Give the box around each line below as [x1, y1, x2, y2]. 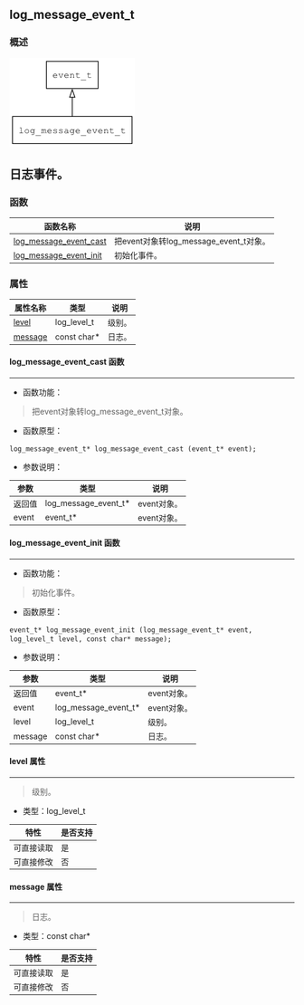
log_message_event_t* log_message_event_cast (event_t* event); [9, 444, 257, 454]
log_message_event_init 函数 [9, 537, 120, 548]
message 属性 [9, 881, 63, 892]
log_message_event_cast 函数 [9, 357, 125, 368]
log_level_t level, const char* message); [9, 634, 172, 644]
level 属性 [9, 756, 46, 767]
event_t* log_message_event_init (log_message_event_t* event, [9, 625, 253, 635]
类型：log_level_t [22, 805, 86, 816]
